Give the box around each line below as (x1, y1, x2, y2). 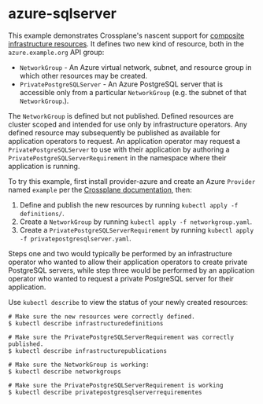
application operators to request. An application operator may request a (8, 136, 241, 145)
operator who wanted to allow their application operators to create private (8, 257, 248, 266)
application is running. (8, 161, 80, 171)
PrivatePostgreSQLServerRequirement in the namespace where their (8, 152, 227, 162)
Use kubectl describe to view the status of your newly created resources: (8, 297, 248, 307)
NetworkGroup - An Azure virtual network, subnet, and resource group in (19, 62, 252, 72)
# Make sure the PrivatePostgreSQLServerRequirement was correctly (8, 333, 235, 341)
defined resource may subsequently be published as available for (8, 127, 220, 138)
